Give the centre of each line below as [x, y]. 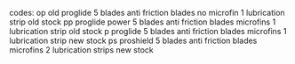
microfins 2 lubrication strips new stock [81, 50]
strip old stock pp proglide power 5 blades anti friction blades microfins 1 [143, 22]
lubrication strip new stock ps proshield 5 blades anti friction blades [133, 40]
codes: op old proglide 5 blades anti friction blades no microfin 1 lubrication [147, 13]
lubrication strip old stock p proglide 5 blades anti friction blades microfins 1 [148, 31]
